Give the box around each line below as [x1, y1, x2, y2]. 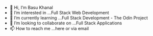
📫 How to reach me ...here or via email [9, 26, 89, 31]
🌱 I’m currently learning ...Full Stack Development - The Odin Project [9, 15, 148, 20]
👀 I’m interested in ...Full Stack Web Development [9, 10, 109, 16]
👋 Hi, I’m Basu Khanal [9, 5, 53, 10]
